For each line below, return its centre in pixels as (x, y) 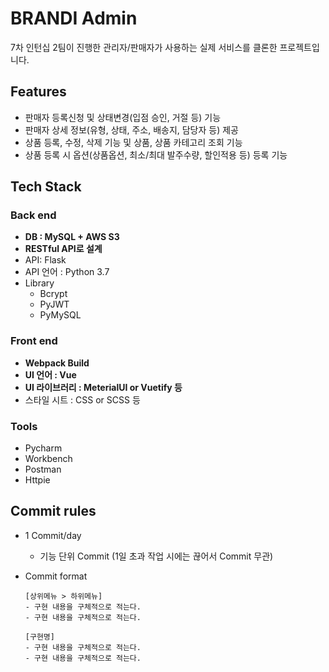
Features (38, 92)
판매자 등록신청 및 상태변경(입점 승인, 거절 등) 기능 (123, 117)
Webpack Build (57, 363)
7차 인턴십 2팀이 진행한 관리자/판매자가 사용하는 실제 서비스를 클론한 (144, 47)
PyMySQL (60, 315)
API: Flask (45, 260)
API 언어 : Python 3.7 (67, 272)
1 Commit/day (53, 535)
